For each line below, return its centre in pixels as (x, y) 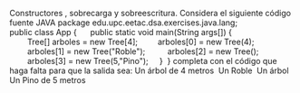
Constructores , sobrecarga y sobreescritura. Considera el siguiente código (150, 13)
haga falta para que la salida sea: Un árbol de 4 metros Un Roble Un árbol (149, 70)
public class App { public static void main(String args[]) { (121, 32)
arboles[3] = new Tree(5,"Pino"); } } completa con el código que (152, 61)
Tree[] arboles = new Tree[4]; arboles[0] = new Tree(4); (140, 42)
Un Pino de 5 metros (48, 80)
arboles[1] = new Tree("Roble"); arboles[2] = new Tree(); (143, 51)
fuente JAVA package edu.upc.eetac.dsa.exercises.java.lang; (124, 23)
